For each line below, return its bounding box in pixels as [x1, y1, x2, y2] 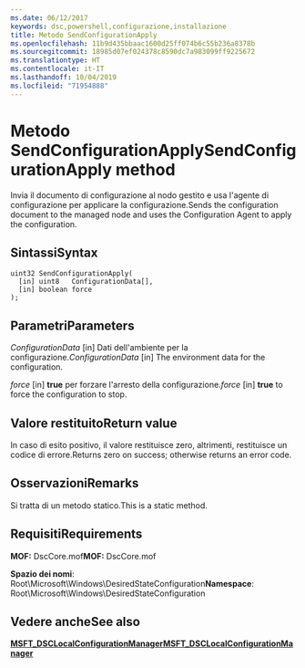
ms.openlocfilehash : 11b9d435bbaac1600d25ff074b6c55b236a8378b [10, 38, 256, 48]
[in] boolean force [18, 285, 93, 295]
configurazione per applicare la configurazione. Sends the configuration [10, 199, 279, 210]
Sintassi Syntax [10, 245, 98, 260]
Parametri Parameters [10, 318, 135, 333]
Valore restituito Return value [10, 415, 178, 431]
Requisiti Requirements [10, 527, 143, 542]
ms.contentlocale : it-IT [10, 65, 105, 74]
